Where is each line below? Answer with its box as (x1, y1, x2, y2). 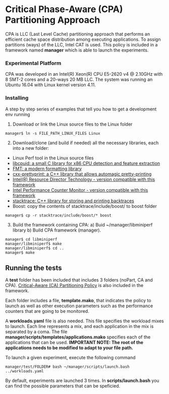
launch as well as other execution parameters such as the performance (5, 303, 153, 309)
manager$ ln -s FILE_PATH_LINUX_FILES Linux (5, 131, 100, 136)
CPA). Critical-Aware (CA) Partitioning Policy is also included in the (5, 283, 144, 289)
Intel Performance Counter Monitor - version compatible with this (12, 187, 148, 193)
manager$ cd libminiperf (5, 237, 58, 242)
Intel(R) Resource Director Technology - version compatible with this (12, 176, 155, 182)
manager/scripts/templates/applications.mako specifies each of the (5, 334, 151, 340)
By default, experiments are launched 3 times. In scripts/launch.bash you (5, 377, 160, 384)
